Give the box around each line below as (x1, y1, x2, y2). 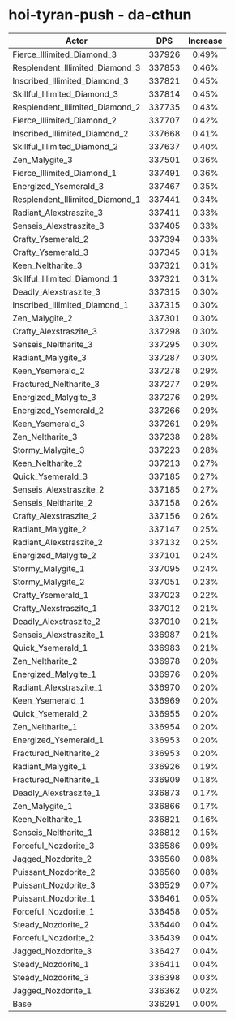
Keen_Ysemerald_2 (12, 365, 85, 377)
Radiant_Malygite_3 (12, 351, 88, 363)
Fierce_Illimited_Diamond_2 (12, 114, 117, 126)
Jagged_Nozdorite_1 (12, 984, 92, 996)
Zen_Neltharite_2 (12, 655, 78, 666)
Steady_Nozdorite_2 (12, 919, 89, 930)
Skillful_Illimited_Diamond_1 (12, 273, 119, 284)
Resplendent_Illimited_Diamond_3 (12, 62, 141, 73)
